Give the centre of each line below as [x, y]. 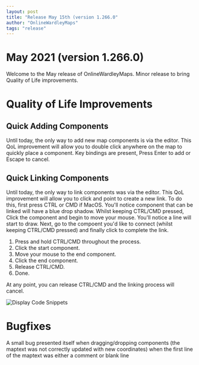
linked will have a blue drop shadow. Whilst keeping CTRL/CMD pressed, [95, 211]
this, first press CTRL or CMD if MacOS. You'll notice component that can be [99, 205]
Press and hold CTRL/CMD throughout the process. [78, 242]
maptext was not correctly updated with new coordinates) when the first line [99, 349]
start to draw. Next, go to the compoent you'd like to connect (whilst [89, 224]
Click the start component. [47, 248]
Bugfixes [29, 326]
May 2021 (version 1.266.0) [75, 58]
